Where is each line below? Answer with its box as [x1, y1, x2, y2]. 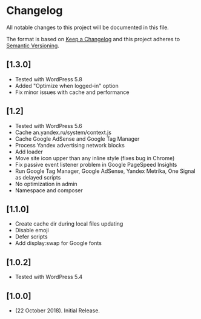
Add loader [15, 148, 44, 155]
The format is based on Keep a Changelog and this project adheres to [6, 35, 180, 42]
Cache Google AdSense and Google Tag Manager [15, 135, 140, 143]
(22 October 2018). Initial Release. [15, 307, 100, 314]
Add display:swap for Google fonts [15, 240, 102, 247]
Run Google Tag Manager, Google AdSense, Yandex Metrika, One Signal [15, 167, 196, 175]
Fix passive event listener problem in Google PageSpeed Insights [15, 161, 177, 168]
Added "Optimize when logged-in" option [15, 82, 119, 89]
